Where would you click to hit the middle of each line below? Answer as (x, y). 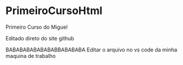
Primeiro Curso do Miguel (37, 27)
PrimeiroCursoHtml (54, 11)
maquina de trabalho (31, 56)
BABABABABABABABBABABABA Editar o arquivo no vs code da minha (91, 49)
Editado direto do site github (40, 38)
